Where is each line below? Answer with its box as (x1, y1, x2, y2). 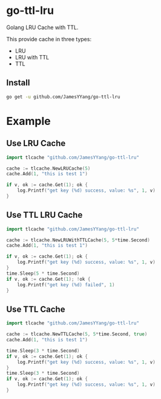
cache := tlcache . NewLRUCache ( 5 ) (6, 165, 91, 172)
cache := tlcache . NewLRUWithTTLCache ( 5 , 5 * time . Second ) (6, 237, 150, 243)
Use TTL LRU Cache (6, 210, 83, 220)
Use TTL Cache (6, 304, 65, 314)
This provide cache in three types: (6, 35, 92, 42)
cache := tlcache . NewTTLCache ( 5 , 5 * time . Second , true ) (6, 331, 148, 337)
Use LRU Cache (6, 138, 66, 149)
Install (6, 78, 30, 88)
